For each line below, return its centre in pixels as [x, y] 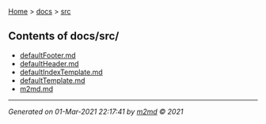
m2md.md [36, 88]
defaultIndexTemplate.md [61, 72]
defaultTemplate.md [52, 80]
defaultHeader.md [49, 63]
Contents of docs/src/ [64, 36]
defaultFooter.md [48, 55]
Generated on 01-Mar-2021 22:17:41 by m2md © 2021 [96, 111]
